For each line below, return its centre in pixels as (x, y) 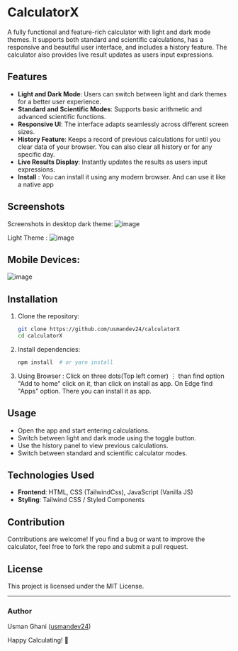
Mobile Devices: (44, 260)
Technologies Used (51, 475)
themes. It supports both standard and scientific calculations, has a (106, 39)
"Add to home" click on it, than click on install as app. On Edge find (115, 383)
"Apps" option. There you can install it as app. (84, 391)
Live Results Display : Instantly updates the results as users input (112, 162)
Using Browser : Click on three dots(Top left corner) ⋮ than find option (121, 376)
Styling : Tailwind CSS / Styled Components (81, 500)
